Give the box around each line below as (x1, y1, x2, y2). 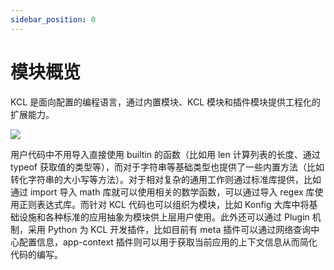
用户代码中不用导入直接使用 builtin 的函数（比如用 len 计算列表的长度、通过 (10, 148, 321, 160)
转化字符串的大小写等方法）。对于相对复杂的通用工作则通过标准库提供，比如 (10, 173, 322, 185)
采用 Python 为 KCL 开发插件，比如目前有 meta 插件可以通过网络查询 (27, 223, 312, 235)
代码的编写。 (10, 248, 63, 260)
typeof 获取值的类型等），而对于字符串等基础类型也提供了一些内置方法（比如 (10, 161, 325, 173)
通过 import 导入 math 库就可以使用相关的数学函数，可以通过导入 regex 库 (10, 186, 315, 198)
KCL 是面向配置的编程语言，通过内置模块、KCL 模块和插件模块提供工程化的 (10, 96, 322, 108)
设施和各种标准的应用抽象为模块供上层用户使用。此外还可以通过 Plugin (18, 211, 310, 223)
